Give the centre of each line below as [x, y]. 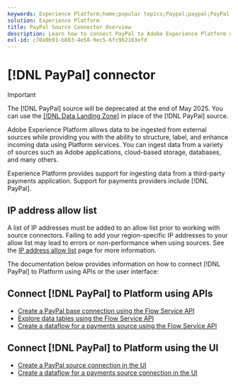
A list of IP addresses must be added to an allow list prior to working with [114, 228]
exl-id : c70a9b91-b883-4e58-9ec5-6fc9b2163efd [77, 40]
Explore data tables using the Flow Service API [86, 318]
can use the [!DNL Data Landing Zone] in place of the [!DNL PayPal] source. [118, 116]
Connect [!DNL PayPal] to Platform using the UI [113, 348]
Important [22, 95]
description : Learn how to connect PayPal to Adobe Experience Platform [117, 34]
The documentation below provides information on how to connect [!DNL [114, 264]
